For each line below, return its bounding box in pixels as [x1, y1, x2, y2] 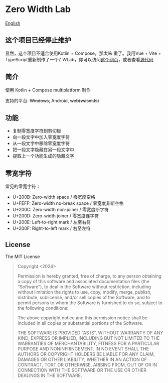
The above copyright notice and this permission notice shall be [17, 315, 148, 321]
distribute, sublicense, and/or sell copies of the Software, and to [17, 295, 150, 300]
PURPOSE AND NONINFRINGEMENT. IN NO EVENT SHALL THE [17, 346, 149, 352]
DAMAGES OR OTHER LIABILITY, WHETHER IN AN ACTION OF [17, 356, 147, 362]
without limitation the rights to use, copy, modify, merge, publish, [17, 289, 152, 295]
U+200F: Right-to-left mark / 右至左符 [12, 225, 91, 231]
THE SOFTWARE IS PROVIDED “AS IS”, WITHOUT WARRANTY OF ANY [17, 330, 163, 336]
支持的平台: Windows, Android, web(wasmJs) [5, 97, 99, 103]
